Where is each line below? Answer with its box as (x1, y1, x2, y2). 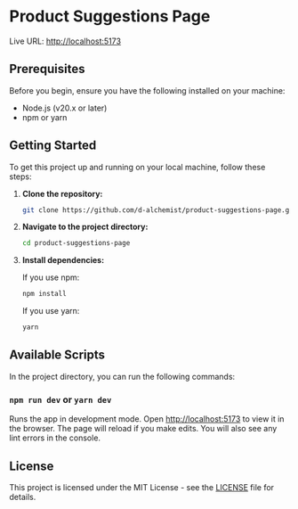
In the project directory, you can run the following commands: (9, 371, 236, 382)
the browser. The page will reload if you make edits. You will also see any (9, 423, 278, 434)
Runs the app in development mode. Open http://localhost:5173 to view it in (9, 414, 285, 424)
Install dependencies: (21, 255, 105, 266)
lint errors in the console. (9, 432, 101, 443)
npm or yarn (21, 111, 68, 122)
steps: (9, 171, 32, 182)
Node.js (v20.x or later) (21, 103, 108, 113)
